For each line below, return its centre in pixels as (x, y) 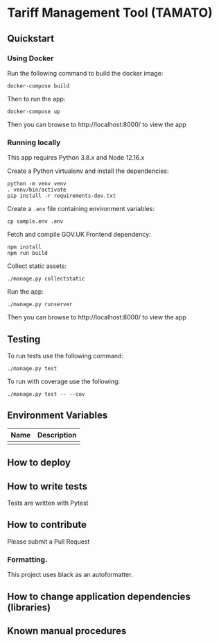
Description (57, 435)
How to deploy (39, 463)
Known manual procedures (67, 631)
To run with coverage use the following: (63, 381)
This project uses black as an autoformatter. (70, 575)
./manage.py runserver (40, 304)
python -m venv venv (37, 184)
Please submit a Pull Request (49, 541)
